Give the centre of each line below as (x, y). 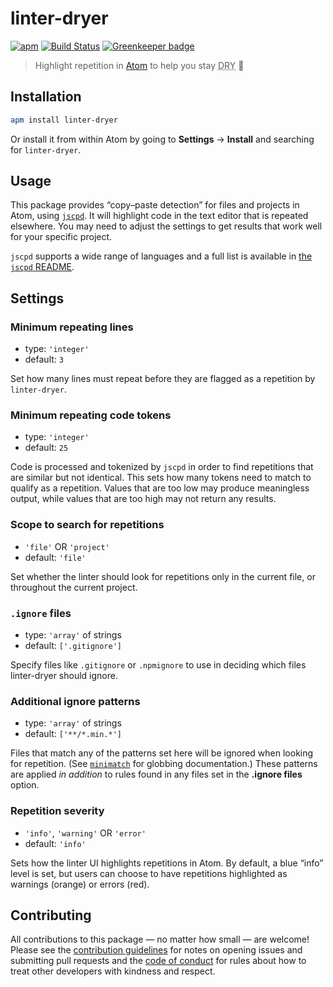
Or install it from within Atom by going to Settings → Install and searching (162, 139)
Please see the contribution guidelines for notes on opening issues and (156, 950)
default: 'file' (55, 557)
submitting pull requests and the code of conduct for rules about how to (158, 961)
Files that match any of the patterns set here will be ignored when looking (162, 753)
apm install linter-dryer (64, 120)
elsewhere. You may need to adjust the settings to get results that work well (166, 226)
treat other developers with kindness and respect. (113, 971)
